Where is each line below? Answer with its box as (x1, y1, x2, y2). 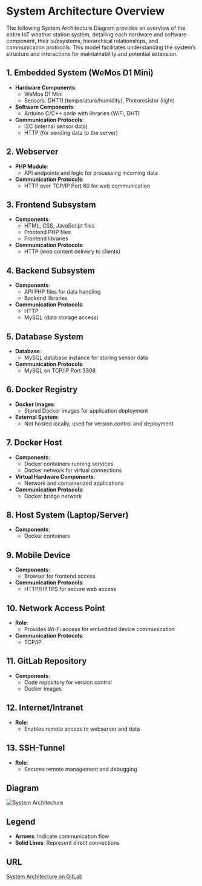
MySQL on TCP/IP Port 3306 (24, 367, 96, 374)
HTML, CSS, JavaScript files (24, 222, 95, 229)
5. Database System (6, 331, 83, 342)
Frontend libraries (24, 235, 68, 242)
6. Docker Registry (6, 384, 78, 395)
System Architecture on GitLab (6, 873, 83, 880)
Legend (6, 816, 36, 827)
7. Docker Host (6, 438, 62, 448)
